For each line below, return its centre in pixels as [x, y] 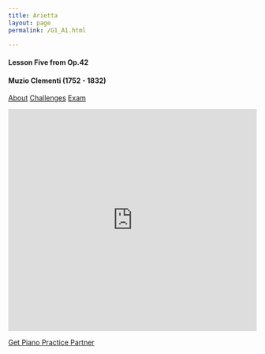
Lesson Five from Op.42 [49, 62]
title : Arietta [33, 15]
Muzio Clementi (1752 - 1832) [57, 81]
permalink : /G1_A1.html [47, 30]
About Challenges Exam [47, 98]
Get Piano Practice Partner [51, 343]
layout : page [30, 23]
